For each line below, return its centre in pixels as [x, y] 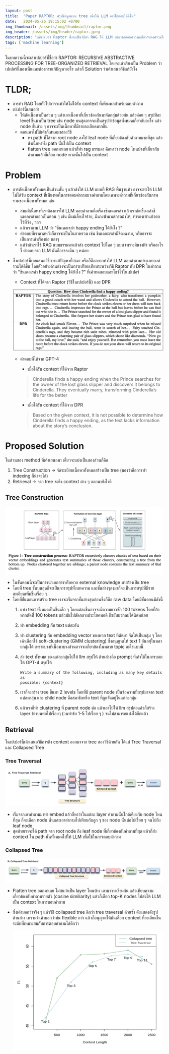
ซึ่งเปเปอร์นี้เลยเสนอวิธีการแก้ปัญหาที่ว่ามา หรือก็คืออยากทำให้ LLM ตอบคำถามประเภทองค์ [86, 260]
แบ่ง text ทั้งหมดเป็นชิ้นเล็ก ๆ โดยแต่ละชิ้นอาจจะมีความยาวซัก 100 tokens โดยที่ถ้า [90, 610]
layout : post [19, 11]
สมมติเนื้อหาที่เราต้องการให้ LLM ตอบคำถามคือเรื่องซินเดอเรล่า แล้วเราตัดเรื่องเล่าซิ [88, 211]
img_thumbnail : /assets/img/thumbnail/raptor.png [58, 27]
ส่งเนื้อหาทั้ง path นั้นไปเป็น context [59, 143]
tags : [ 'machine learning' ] [35, 43]
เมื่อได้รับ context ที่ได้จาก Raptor [58, 369]
